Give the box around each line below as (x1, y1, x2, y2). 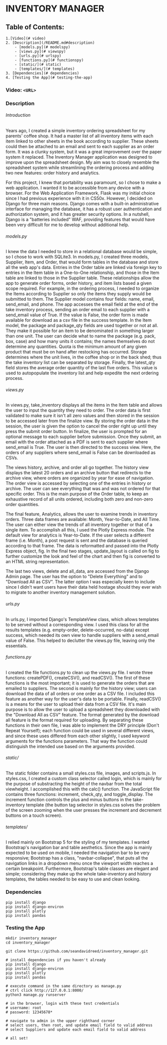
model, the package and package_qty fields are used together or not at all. (5, 323, 159, 329)
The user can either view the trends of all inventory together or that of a (5, 522, 153, 527)
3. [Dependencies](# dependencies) (5, 71, 80, 76)
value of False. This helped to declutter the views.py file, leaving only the (5, 637, 155, 643)
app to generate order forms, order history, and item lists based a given (5, 280, 152, 286)
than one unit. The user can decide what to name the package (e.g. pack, (5, 333, 156, 339)
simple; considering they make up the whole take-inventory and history (5, 871, 152, 877)
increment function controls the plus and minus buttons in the (5, 796, 132, 803)
